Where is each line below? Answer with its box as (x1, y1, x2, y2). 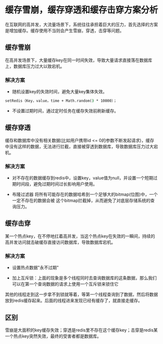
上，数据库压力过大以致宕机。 (5, 63, 65, 69)
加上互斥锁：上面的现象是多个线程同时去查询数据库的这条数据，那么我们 (12, 275, 157, 281)
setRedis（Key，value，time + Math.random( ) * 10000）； (5, 99, 117, 103)
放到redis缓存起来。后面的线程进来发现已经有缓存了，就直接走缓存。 (5, 298, 143, 304)
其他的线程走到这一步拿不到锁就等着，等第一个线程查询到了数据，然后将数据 (5, 291, 158, 298)
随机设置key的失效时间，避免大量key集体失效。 (12, 89, 108, 95)
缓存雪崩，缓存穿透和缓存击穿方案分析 (5, 4, 159, 16)
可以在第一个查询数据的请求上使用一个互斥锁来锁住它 (12, 281, 119, 287)
